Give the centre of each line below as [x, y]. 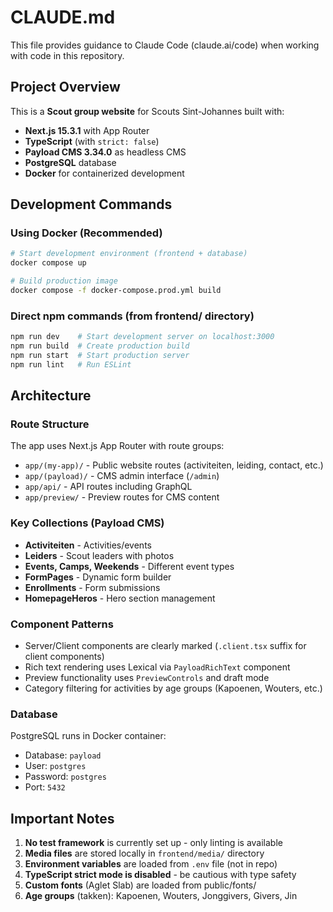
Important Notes [62, 818]
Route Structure [50, 424]
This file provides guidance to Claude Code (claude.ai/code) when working [165, 45]
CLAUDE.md [63, 17]
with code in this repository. [67, 55]
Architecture [51, 396]
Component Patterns [62, 624]
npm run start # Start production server [100, 355]
